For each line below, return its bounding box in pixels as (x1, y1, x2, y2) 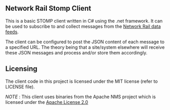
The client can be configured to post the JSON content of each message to (5, 39, 165, 45)
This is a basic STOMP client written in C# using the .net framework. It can (5, 17, 163, 24)
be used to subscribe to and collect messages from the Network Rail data (5, 23, 161, 29)
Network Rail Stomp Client (5, 4, 91, 13)
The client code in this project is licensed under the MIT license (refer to (5, 78, 158, 84)
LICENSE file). (5, 83, 35, 89)
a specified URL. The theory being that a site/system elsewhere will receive (5, 44, 165, 50)
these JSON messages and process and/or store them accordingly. (5, 49, 148, 56)
